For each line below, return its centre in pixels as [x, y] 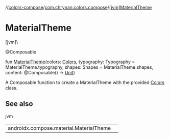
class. [11, 88]
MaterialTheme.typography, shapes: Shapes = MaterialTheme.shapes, [79, 67]
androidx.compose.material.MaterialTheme [59, 128]
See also [19, 104]
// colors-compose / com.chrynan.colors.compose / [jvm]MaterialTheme [79, 7]
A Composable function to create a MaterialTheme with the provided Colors [85, 82]
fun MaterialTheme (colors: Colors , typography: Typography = [70, 62]
